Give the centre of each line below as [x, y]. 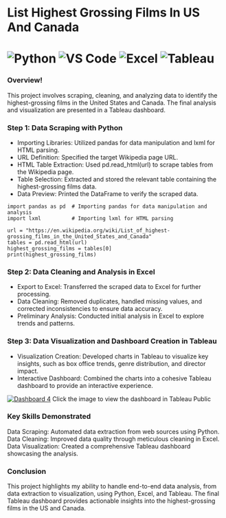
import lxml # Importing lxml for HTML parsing [90, 218]
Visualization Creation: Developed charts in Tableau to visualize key [113, 356]
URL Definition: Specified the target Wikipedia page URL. [98, 157]
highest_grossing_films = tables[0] [59, 248]
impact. [28, 371]
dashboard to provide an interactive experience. [85, 385]
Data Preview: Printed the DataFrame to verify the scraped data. [108, 193]
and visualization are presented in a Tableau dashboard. [87, 110]
